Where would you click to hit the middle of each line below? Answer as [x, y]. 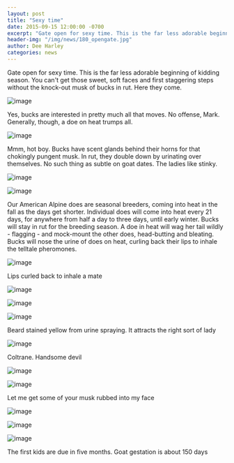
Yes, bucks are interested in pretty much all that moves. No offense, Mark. [114, 114]
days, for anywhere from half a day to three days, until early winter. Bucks [113, 219]
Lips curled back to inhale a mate [55, 276]
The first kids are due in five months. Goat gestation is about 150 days [108, 452]
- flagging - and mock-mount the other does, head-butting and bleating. [111, 234]
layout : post [26, 14]
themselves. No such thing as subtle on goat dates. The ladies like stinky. [112, 163]
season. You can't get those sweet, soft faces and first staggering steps [110, 80]
